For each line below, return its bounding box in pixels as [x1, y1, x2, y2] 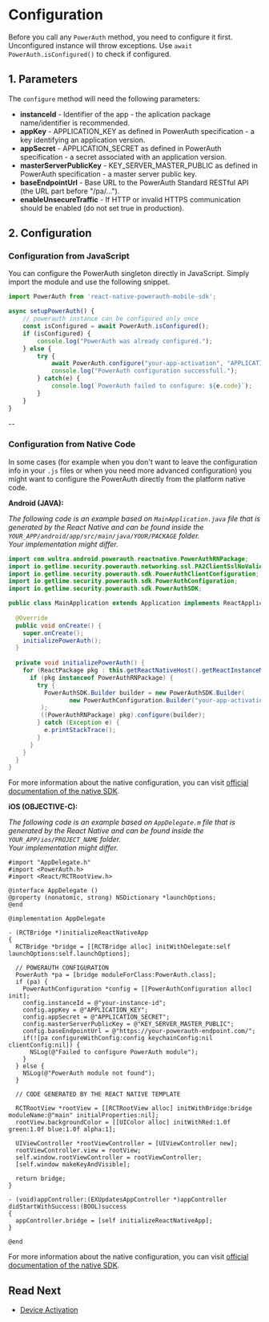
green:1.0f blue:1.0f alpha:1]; [8, 1125, 116, 1133]
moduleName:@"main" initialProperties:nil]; [8, 1112, 159, 1120]
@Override [15, 614, 48, 622]
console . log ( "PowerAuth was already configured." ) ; [37, 337, 214, 345]
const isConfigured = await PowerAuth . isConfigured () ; [22, 323, 210, 331]
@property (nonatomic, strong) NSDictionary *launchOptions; [8, 893, 217, 902]
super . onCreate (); [22, 628, 84, 637]
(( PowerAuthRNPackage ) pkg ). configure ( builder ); [40, 711, 206, 719]
